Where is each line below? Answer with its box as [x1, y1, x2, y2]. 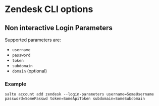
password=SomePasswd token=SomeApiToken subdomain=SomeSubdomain [5, 96, 145, 101]
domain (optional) [12, 68, 47, 74]
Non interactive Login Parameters [5, 24, 113, 32]
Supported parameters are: [5, 37, 61, 43]
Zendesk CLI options [5, 4, 93, 15]
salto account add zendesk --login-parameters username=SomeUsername [5, 92, 154, 97]
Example [5, 80, 27, 87]
